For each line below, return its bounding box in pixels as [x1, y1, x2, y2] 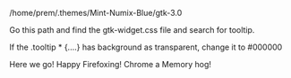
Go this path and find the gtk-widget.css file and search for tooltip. [9, 25, 255, 35]
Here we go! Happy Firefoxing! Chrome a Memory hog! [9, 59, 212, 69]
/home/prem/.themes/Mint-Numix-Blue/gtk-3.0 [9, 8, 183, 18]
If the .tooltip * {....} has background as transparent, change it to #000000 [9, 42, 283, 52]
